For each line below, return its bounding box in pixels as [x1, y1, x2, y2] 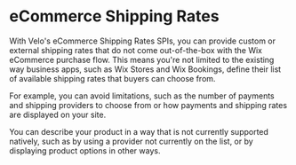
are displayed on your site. [9, 109, 107, 120]
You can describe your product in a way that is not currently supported [9, 126, 269, 137]
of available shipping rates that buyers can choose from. [9, 73, 216, 83]
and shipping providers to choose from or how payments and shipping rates [9, 99, 287, 110]
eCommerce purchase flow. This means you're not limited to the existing [9, 54, 275, 65]
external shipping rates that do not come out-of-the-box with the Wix [9, 44, 263, 55]
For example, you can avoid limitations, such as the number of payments [9, 90, 275, 101]
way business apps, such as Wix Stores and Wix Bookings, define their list [9, 64, 282, 75]
